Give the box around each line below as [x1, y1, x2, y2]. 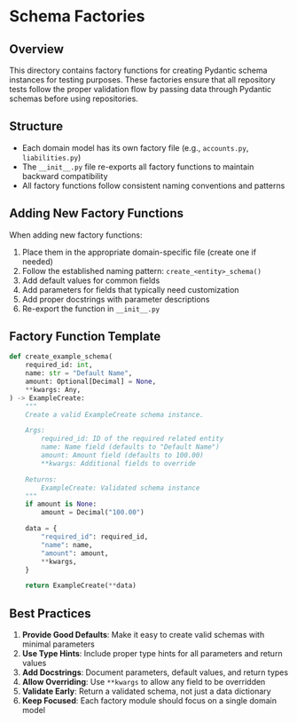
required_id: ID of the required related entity [41, 435, 224, 443]
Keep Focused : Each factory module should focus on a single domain [21, 695, 277, 706]
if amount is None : [25, 499, 98, 509]
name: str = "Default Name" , [25, 369, 133, 378]
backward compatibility [21, 170, 108, 181]
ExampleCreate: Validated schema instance [41, 483, 200, 492]
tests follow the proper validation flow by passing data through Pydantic [9, 84, 272, 94]
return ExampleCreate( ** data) [25, 581, 137, 591]
